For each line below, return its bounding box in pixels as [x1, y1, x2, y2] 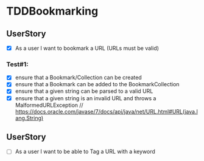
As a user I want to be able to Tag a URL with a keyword [15, 148, 155, 156]
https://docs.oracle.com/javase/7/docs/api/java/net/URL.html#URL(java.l [15, 108, 198, 115]
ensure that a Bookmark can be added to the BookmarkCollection [15, 81, 180, 88]
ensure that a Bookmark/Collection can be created [15, 74, 142, 81]
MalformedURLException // [15, 101, 83, 109]
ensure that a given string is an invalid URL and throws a [15, 94, 157, 101]
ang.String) [15, 114, 44, 122]
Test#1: [6, 60, 29, 68]
